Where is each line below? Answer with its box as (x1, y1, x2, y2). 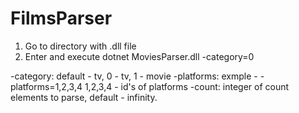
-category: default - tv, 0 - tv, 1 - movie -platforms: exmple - (10, 70, 258, 82)
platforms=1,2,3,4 (10, 80, 83, 92)
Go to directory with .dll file (24, 40, 137, 52)
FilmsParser (10, 7, 113, 30)
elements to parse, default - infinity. (10, 91, 158, 103)
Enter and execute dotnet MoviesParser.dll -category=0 (24, 50, 255, 62)
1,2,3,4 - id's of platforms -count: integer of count (84, 80, 290, 92)
